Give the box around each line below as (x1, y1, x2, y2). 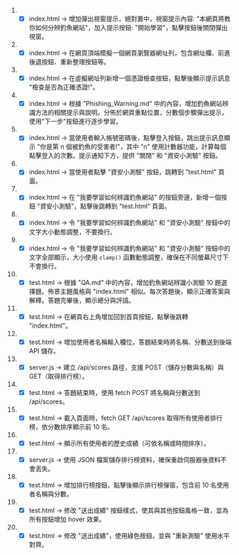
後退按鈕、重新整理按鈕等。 (28, 58, 111, 66)
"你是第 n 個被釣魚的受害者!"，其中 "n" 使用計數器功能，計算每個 (37, 142, 226, 151)
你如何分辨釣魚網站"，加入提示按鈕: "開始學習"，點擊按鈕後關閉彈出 (28, 23, 228, 32)
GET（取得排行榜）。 (28, 372, 89, 380)
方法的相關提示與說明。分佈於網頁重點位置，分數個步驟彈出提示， (35, 108, 228, 117)
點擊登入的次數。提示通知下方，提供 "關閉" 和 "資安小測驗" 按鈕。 (28, 151, 222, 160)
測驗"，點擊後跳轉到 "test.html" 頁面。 (58, 202, 171, 210)
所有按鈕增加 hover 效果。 (28, 515, 106, 524)
